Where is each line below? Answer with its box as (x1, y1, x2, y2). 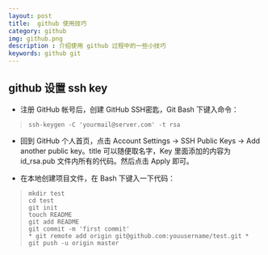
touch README (27, 210, 73, 219)
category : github (8, 27, 67, 35)
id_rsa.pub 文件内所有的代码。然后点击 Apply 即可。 (19, 155, 194, 166)
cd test (27, 196, 54, 205)
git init (27, 203, 58, 211)
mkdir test (27, 189, 65, 198)
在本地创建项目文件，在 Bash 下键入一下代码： (19, 173, 176, 183)
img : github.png (8, 34, 63, 43)
